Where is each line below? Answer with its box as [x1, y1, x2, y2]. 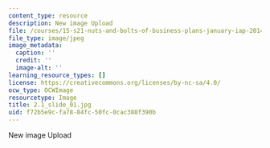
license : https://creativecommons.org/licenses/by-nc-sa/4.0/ [8, 78, 221, 86]
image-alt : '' [15, 64, 63, 72]
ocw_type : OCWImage [8, 86, 74, 94]
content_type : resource [8, 11, 88, 20]
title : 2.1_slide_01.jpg [8, 101, 92, 109]
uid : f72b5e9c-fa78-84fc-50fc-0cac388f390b [8, 109, 157, 117]
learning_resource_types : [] [8, 71, 106, 79]
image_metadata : [8, 42, 63, 50]
